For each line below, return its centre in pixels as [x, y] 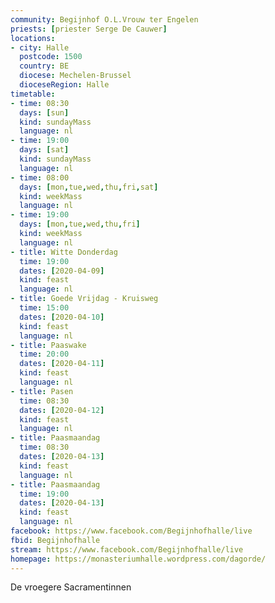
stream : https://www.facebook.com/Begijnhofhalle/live [127, 549]
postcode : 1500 [51, 57]
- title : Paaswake [48, 345]
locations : [33, 38]
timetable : [33, 94]
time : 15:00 [44, 308]
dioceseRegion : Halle [64, 85]
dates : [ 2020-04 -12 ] [62, 410]
